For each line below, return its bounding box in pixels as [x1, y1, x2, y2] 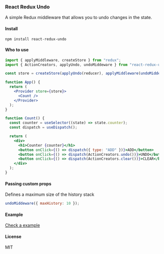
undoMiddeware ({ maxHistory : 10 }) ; [5, 201, 80, 206]
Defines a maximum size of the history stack [5, 191, 94, 197]
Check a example [5, 222, 40, 228]
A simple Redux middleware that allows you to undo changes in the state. [5, 15, 152, 21]
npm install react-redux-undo [5, 37, 67, 42]
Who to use [5, 47, 29, 53]
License [5, 233, 22, 239]
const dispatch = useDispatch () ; [9, 125, 78, 130]
